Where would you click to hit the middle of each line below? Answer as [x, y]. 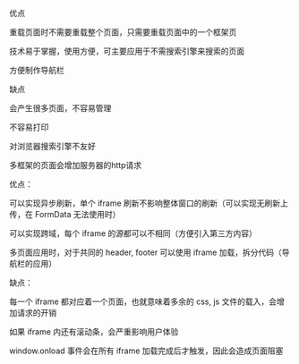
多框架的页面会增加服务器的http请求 [76, 165]
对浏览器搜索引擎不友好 [52, 146]
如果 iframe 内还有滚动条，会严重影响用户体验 [94, 332]
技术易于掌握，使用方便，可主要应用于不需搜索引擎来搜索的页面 [127, 51]
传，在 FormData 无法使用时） [65, 214]
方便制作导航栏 [37, 70]
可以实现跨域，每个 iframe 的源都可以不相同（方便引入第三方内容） [133, 233]
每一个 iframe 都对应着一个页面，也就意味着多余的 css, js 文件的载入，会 [143, 301]
